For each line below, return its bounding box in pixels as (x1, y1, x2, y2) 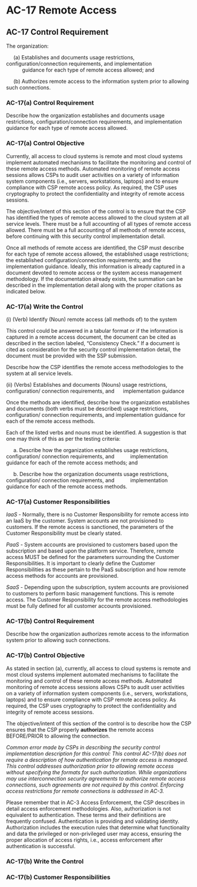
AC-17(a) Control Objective (6, 139, 85, 148)
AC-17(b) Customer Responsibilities (6, 873, 111, 881)
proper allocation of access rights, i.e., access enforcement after (6, 836, 163, 844)
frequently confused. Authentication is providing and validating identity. (6, 818, 179, 825)
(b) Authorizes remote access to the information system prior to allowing (13, 78, 189, 85)
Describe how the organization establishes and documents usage (6, 112, 165, 119)
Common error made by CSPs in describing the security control (6, 744, 161, 751)
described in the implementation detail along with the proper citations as (6, 282, 182, 289)
